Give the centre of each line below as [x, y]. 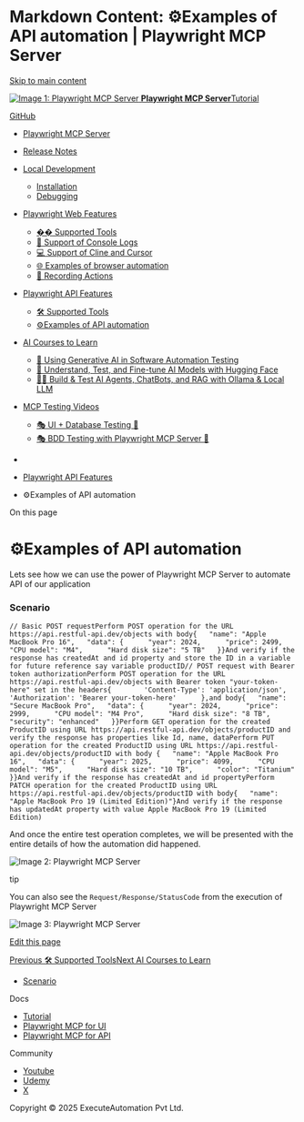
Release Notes [50, 151]
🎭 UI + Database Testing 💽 [87, 424]
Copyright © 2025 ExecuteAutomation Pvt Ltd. [96, 1108]
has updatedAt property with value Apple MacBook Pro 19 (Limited [138, 810]
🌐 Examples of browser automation [102, 265]
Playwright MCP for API [66, 1036]
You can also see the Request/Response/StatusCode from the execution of [146, 897]
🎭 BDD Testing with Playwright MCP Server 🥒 [122, 438]
